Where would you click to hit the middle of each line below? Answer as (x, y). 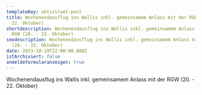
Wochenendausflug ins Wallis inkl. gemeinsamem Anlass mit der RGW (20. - (100, 79)
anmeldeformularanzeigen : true (45, 62)
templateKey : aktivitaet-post (44, 12)
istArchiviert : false (33, 57)
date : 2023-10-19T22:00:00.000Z (47, 51)
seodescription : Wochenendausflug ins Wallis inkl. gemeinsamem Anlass (98, 40)
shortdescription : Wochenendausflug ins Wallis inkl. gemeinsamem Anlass (101, 29)
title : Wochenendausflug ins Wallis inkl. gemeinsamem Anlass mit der (96, 17)
